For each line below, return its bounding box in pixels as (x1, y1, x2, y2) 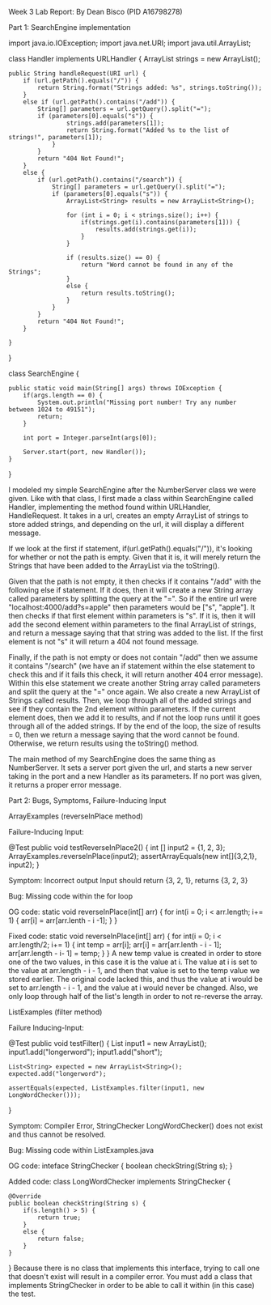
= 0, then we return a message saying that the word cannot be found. (8, 730, 240, 739)
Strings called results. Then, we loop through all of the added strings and (8, 695, 252, 705)
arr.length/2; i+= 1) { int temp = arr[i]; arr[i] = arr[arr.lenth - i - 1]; (8, 940, 222, 950)
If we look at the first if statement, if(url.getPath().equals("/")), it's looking (8, 544, 253, 553)
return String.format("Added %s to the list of (66, 126, 230, 134)
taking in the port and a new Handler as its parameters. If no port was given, (8, 772, 262, 780)
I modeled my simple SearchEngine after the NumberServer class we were (8, 485, 256, 495)
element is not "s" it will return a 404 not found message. (8, 637, 200, 646)
